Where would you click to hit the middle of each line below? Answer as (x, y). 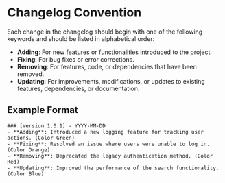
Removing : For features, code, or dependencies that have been (107, 66)
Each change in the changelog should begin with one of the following (105, 32)
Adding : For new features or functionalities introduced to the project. (115, 52)
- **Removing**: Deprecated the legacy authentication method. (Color (110, 156)
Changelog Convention (74, 13)
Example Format (43, 110)
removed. (31, 74)
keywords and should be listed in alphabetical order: (81, 38)
